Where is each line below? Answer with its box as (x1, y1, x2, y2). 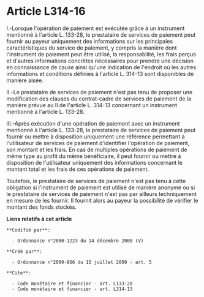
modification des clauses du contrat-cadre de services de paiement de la (6, 95, 192, 102)
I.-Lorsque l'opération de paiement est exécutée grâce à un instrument (6, 24, 185, 32)
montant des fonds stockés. (6, 203, 77, 211)
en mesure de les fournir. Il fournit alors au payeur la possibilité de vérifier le (6, 197, 198, 204)
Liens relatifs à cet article (6, 215, 72, 222)
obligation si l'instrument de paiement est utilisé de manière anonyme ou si (6, 184, 195, 191)
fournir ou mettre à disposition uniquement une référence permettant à (6, 133, 185, 140)
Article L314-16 (6, 4, 86, 18)
